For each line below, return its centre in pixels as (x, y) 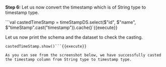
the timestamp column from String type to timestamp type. (69, 59)
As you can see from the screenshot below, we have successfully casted (83, 55)
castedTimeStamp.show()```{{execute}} (46, 46)
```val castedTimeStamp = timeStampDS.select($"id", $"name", (71, 22)
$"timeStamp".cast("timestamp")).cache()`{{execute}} (61, 27)
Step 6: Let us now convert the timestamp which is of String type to (76, 7)
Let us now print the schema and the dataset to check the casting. (74, 37)
